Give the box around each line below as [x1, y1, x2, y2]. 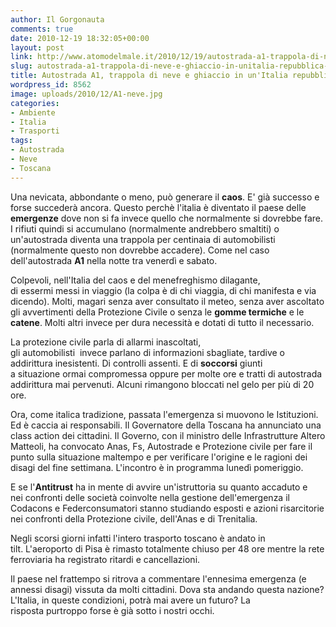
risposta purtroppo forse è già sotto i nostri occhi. [10, 604, 215, 616]
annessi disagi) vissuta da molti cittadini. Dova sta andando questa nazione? [10, 583, 325, 595]
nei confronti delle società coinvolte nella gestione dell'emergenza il [10, 491, 290, 503]
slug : [10, 61, 33, 71]
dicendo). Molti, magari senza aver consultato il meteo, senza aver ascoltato [10, 295, 325, 307]
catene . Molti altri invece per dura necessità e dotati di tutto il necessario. [10, 316, 315, 328]
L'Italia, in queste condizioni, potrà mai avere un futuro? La [10, 594, 251, 606]
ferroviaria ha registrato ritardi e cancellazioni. [10, 553, 201, 565]
